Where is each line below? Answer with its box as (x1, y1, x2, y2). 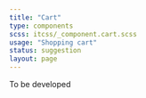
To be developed (9, 79, 71, 89)
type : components (9, 21, 74, 30)
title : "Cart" (9, 12, 62, 22)
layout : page (9, 54, 58, 63)
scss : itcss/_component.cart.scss (9, 29, 138, 38)
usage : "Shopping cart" (9, 37, 98, 47)
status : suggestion (9, 46, 82, 55)
